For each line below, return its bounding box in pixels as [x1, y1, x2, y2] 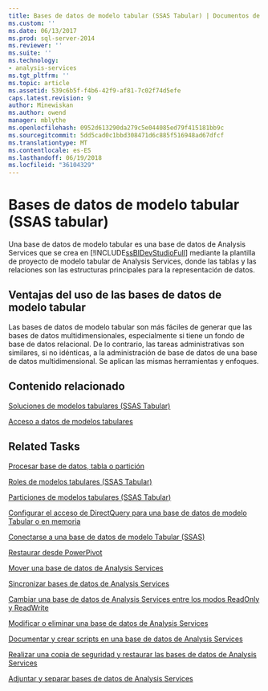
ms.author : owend [8, 109, 67, 117]
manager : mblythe [8, 117, 67, 125]
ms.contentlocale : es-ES [8, 146, 91, 154]
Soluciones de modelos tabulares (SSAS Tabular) [8, 401, 171, 411]
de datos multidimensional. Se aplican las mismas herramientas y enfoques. [8, 356, 259, 366]
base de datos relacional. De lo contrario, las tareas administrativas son [8, 339, 245, 349]
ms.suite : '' [8, 49, 52, 57]
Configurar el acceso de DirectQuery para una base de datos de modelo [8, 508, 247, 517]
